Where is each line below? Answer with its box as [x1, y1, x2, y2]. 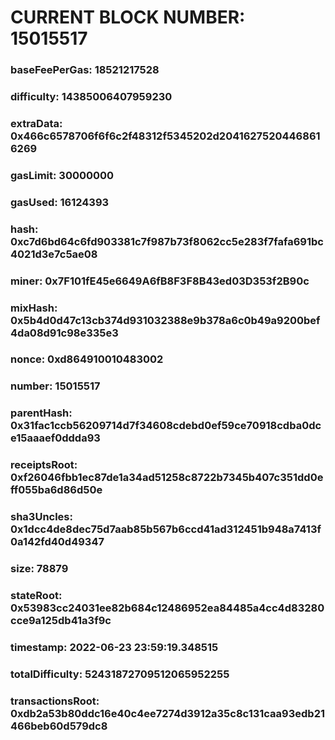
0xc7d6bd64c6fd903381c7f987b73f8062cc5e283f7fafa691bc [10, 234, 324, 248]
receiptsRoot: [10, 458, 78, 472]
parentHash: [10, 406, 73, 420]
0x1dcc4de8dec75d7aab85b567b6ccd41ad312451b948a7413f [10, 522, 322, 536]
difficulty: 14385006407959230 [10, 90, 173, 104]
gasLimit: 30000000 [10, 168, 115, 182]
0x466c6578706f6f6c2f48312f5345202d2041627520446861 [10, 129, 321, 143]
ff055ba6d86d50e [10, 483, 103, 497]
